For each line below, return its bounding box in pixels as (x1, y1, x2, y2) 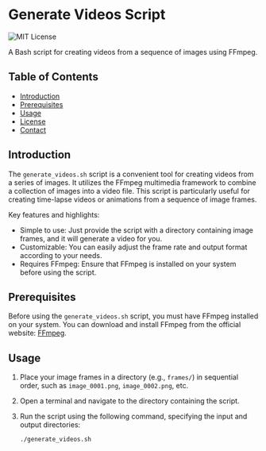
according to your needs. (19, 250, 102, 260)
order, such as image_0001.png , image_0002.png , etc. (19, 381, 189, 391)
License (19, 117, 46, 126)
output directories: (19, 420, 81, 430)
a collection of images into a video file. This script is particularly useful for (8, 186, 250, 195)
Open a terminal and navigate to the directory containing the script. (19, 396, 240, 406)
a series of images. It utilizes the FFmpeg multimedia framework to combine (8, 177, 256, 187)
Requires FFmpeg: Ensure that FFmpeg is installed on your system (19, 259, 237, 268)
